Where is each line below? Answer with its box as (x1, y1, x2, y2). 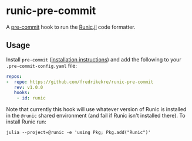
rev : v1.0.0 (14, 84, 43, 90)
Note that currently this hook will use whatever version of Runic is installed (6, 106, 187, 113)
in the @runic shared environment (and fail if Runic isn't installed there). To (6, 112, 186, 119)
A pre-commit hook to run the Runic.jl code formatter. (6, 23, 136, 30)
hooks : (14, 90, 31, 96)
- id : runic (16, 95, 46, 101)
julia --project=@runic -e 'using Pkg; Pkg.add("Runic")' (6, 130, 151, 136)
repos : (6, 73, 22, 80)
